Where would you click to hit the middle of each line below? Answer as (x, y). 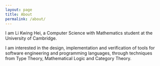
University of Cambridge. (31, 38)
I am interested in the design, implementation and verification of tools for (80, 48)
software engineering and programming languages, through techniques (79, 53)
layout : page (19, 10)
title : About (19, 14)
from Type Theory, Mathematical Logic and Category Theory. (68, 59)
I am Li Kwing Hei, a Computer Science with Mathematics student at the (79, 33)
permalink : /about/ (25, 19)
